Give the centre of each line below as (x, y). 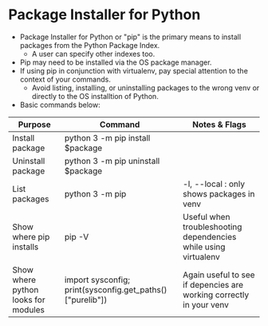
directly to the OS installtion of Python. (95, 96)
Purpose (35, 124)
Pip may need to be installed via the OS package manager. (116, 62)
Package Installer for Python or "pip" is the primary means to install (130, 37)
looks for (29, 300)
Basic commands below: (60, 105)
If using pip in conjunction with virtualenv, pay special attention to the (134, 70)
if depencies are (213, 284)
